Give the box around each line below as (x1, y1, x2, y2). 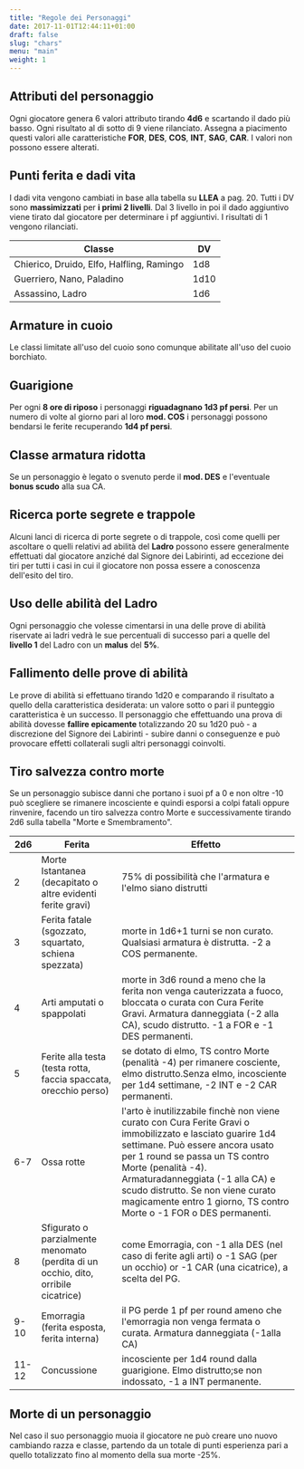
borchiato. (9, 351, 48, 362)
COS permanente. (121, 947, 198, 960)
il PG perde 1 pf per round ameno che (121, 1304, 282, 1317)
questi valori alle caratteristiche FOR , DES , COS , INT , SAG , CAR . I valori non (9, 132, 293, 143)
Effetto (191, 839, 222, 851)
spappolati (41, 1007, 86, 1020)
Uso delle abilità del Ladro (9, 596, 158, 611)
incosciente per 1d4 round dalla (121, 1353, 258, 1366)
